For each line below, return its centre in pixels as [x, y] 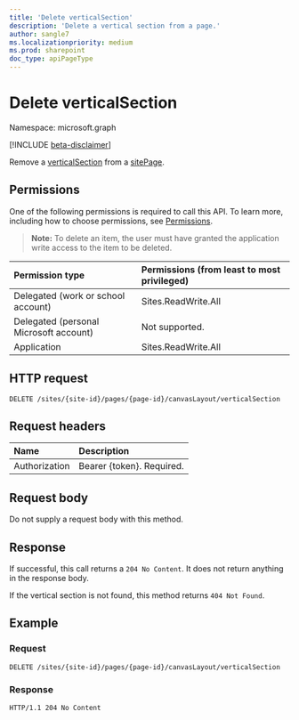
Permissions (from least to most [211, 270]
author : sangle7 [39, 34]
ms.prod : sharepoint [48, 51]
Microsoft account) [54, 332]
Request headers [58, 426]
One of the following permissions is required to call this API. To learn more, [146, 211]
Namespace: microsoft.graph [63, 127]
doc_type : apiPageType [51, 59]
